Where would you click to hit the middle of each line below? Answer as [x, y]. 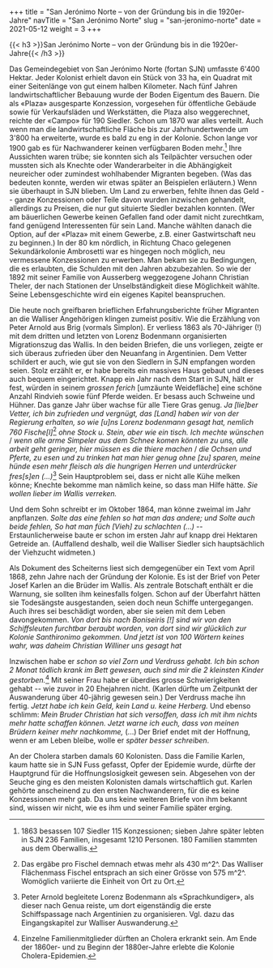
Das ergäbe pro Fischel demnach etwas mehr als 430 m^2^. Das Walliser [142, 863]
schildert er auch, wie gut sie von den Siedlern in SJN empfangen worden [132, 362]
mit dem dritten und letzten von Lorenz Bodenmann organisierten [118, 336]
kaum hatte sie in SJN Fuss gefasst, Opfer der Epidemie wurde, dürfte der [132, 765]
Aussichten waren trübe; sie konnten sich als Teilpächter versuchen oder [131, 156]
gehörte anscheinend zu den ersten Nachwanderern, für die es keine [124, 790]
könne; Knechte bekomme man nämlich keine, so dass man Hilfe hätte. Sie [134, 485]
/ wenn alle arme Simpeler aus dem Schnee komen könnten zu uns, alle [129, 440]
